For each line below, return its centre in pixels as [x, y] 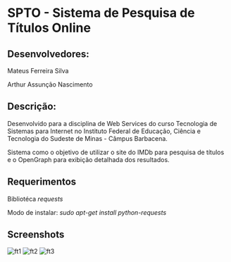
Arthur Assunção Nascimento [50, 85]
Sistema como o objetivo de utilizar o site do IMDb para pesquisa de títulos [116, 152]
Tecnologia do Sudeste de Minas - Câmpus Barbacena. [87, 138]
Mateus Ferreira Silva [38, 71]
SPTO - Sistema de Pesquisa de [101, 13]
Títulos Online [49, 28]
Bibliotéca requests [35, 199]
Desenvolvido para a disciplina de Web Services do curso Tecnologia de [112, 123]
